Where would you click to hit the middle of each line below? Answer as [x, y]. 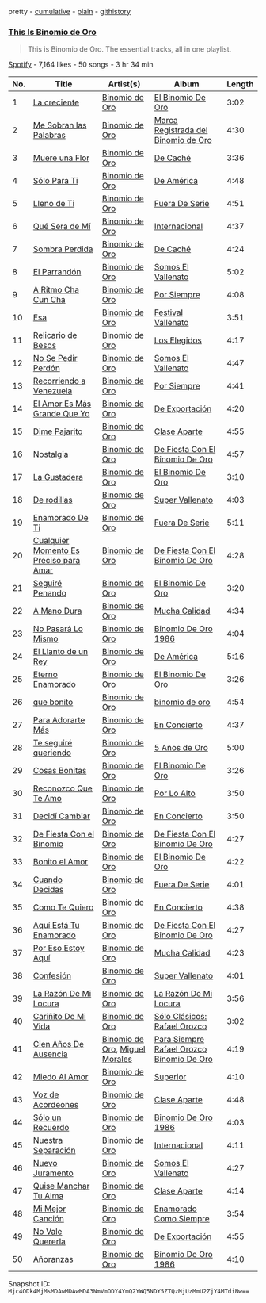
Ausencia [51, 1054]
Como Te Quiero [63, 907]
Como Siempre [182, 1219]
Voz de [46, 1095]
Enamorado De [61, 518]
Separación [54, 1151]
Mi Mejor [49, 1209]
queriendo [52, 753]
